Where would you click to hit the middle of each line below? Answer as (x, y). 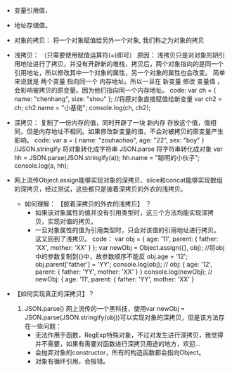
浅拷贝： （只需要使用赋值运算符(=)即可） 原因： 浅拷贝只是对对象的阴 (116, 55)
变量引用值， (32, 10)
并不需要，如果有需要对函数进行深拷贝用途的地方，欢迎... (118, 344)
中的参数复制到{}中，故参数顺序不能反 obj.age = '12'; (111, 256)
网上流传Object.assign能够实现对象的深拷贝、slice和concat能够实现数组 (118, 180)
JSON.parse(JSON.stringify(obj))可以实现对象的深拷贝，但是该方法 (122, 317)
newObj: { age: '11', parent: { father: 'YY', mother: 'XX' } (115, 279)
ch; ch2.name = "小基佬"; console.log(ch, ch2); (82, 108)
